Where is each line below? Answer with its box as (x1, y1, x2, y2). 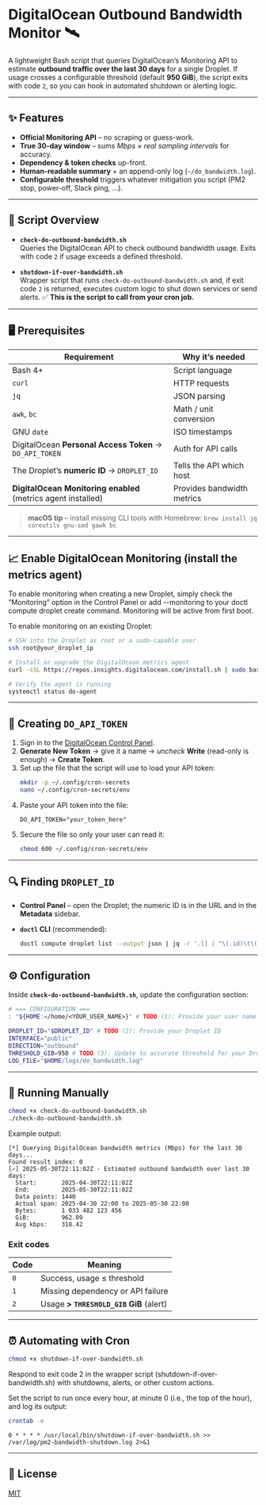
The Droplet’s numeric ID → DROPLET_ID (12, 465, 158, 476)
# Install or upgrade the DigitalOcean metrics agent (8, 658, 190, 666)
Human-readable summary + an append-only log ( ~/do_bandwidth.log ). (19, 166, 256, 175)
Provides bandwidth (173, 483, 248, 494)
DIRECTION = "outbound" (8, 1041, 80, 1049)
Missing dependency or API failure (40, 1286, 169, 1297)
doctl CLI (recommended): (19, 924, 108, 933)
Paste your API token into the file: (19, 800, 129, 810)
